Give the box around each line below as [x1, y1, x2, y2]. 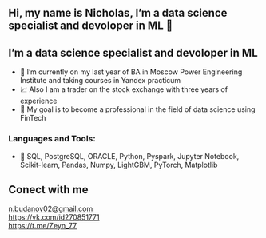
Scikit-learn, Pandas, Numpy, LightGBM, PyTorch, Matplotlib [19, 160, 218, 169]
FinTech [19, 113, 46, 123]
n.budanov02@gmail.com [8, 204, 93, 214]
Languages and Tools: [8, 133, 96, 145]
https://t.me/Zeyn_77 [8, 221, 77, 231]
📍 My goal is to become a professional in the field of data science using [19, 105, 256, 114]
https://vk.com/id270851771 [8, 212, 100, 222]
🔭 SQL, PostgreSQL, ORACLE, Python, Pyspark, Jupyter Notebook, [19, 151, 240, 161]
